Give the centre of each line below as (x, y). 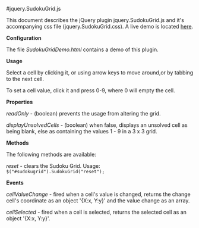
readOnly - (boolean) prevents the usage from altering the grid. (84, 113)
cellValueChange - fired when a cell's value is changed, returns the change (99, 194)
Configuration (24, 38)
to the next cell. (25, 79)
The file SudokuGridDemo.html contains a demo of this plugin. (82, 49)
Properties (20, 102)
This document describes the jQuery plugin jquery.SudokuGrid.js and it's (95, 20)
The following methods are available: (51, 154)
